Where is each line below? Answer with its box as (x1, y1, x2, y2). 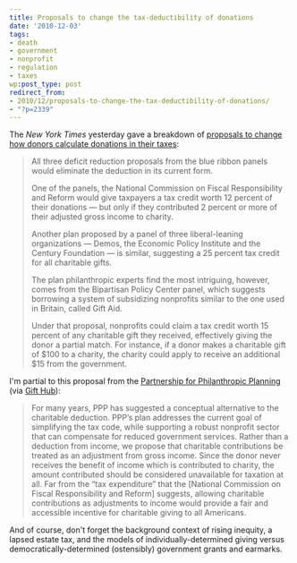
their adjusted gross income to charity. (30, 211, 174, 222)
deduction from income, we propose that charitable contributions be (30, 440, 284, 452)
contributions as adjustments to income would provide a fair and (30, 498, 268, 508)
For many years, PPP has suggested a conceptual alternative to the (30, 403, 279, 414)
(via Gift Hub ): (9, 386, 61, 397)
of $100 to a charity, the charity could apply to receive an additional (30, 349, 281, 360)
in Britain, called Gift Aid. (30, 303, 123, 314)
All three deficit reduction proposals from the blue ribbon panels (30, 156, 268, 166)
